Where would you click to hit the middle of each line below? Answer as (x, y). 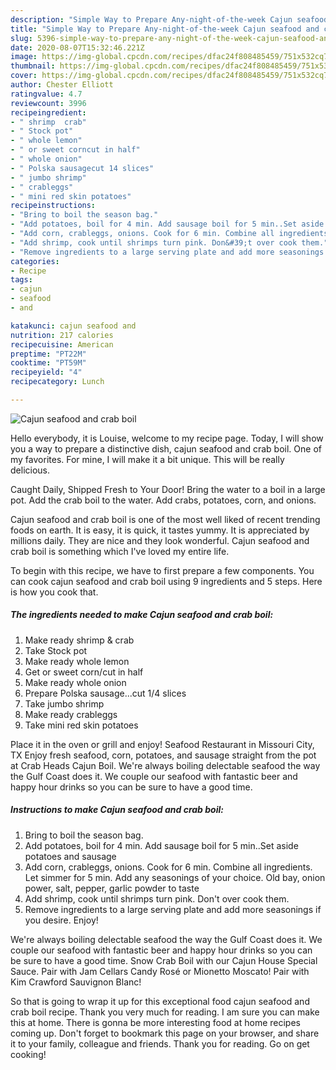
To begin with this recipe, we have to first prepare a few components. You (162, 570)
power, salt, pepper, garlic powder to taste (112, 888)
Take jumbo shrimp (64, 703)
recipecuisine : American (62, 344)
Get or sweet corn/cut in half (84, 672)
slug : (21, 38)
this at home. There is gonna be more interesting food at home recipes (155, 1022)
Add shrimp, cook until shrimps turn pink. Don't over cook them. (157, 898)
